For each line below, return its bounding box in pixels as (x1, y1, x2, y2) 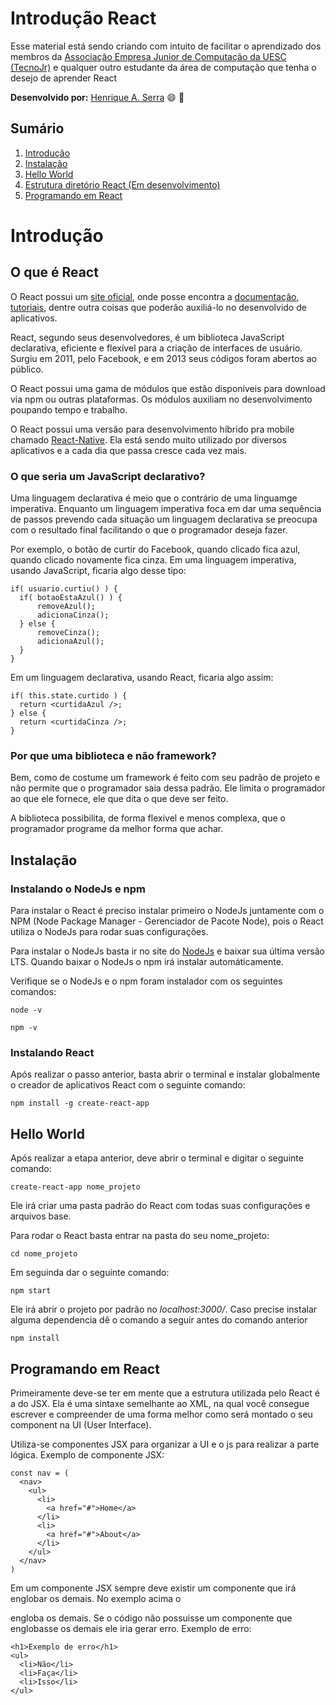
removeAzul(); (36, 602, 97, 612)
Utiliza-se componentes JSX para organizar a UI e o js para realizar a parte (10, 1438, 320, 1450)
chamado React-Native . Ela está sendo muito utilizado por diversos (10, 433, 287, 446)
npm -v (10, 1023, 38, 1033)
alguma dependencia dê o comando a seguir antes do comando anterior (10, 1314, 308, 1326)
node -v (10, 1005, 43, 1016)
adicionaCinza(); (36, 610, 110, 621)
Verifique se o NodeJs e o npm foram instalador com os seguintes (10, 975, 283, 987)
